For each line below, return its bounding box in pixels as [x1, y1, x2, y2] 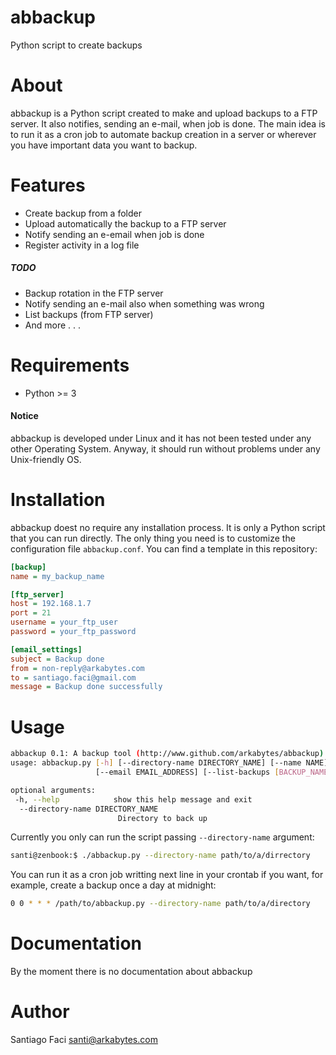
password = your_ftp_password [10, 627, 137, 637]
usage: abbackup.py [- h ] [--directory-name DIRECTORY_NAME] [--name [10, 758, 302, 768]
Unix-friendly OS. [10, 453, 82, 465]
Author [10, 1001, 70, 1023]
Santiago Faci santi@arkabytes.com [10, 1034, 158, 1046]
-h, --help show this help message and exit [14, 794, 253, 805]
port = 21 [10, 608, 52, 618]
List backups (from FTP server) [24, 308, 154, 320]
